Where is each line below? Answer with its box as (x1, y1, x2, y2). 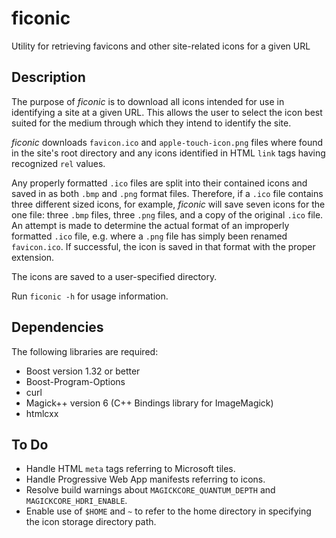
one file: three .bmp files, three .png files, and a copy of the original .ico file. (11, 208, 324, 221)
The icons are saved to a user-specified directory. (11, 270, 218, 282)
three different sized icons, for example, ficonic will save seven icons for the (11, 198, 326, 210)
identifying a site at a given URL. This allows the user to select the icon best (11, 106, 323, 118)
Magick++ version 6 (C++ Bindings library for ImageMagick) (25, 397, 274, 409)
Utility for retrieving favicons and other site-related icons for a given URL (11, 40, 311, 52)
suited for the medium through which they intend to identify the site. (11, 117, 292, 129)
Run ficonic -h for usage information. (11, 290, 169, 302)
